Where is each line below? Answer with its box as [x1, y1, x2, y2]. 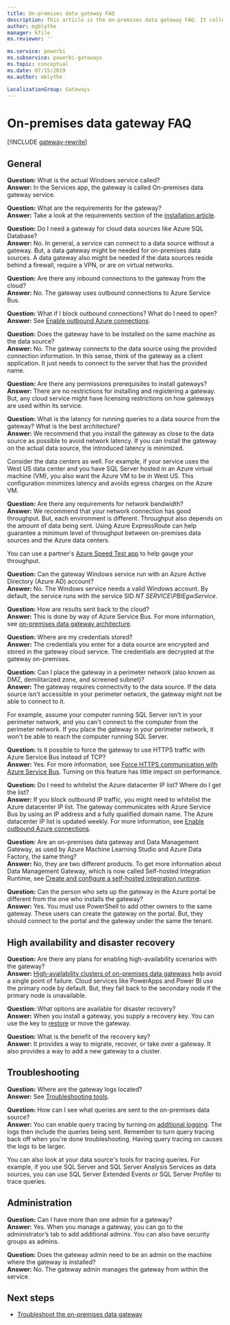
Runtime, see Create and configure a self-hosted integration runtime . [7, 874, 202, 883]
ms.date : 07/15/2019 [7, 67, 66, 74]
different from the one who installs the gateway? [7, 895, 144, 903]
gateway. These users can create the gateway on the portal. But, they [7, 909, 203, 918]
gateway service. [7, 191, 56, 199]
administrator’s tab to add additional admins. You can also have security [7, 1230, 210, 1238]
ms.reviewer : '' [7, 36, 53, 43]
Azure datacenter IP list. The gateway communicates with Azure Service [7, 803, 211, 811]
